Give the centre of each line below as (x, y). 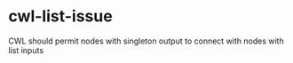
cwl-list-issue (60, 16)
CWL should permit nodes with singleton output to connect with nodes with (146, 41)
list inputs (26, 50)
